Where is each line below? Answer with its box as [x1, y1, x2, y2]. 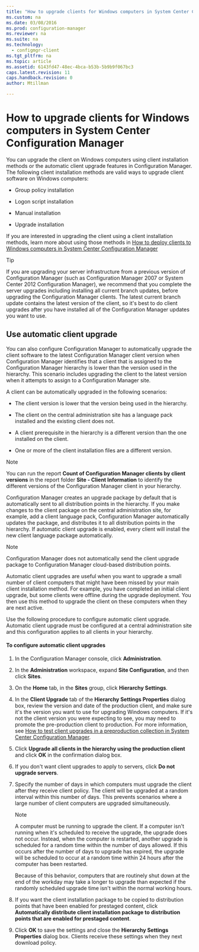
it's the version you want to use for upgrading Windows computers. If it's [14, 708, 193, 715]
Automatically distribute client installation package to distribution [14, 909, 181, 916]
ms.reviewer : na [6, 31, 46, 37]
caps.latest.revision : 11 [6, 69, 70, 75]
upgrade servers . [14, 769, 59, 776]
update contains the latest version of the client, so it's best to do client [6, 299, 178, 306]
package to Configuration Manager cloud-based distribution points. [6, 561, 171, 568]
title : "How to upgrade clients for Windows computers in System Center [6, 8, 190, 15]
